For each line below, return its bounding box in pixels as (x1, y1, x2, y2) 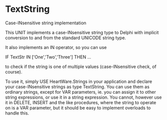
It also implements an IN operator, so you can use (5, 44, 107, 50)
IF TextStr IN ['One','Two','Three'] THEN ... (5, 54, 91, 60)
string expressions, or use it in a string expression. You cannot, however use (5, 94, 162, 100)
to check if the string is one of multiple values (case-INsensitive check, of (5, 63, 157, 69)
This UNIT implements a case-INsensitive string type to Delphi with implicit (5, 29, 159, 35)
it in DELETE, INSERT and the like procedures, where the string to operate (5, 99, 157, 105)
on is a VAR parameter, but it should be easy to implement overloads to (5, 105, 151, 111)
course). (5, 68, 22, 75)
